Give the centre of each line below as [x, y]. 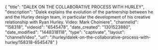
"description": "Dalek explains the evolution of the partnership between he [79, 12]
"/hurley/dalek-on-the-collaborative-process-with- [100, 37]
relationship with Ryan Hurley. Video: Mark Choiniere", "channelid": [72, 22]
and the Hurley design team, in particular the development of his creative [78, 17]
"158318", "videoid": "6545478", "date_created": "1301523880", [68, 27]
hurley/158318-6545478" [30, 42]
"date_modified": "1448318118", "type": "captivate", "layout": [65, 32]
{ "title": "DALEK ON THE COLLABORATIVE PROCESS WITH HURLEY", [75, 7]
